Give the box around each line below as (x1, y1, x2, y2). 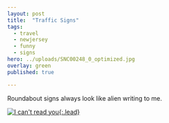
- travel (13, 29, 39, 37)
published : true (7, 68, 54, 75)
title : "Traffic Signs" (7, 17, 79, 24)
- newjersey (13, 36, 49, 43)
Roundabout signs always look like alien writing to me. (7, 94, 162, 102)
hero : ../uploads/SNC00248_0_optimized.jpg (7, 56, 136, 63)
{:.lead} (58, 108, 80, 116)
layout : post (7, 10, 45, 17)
